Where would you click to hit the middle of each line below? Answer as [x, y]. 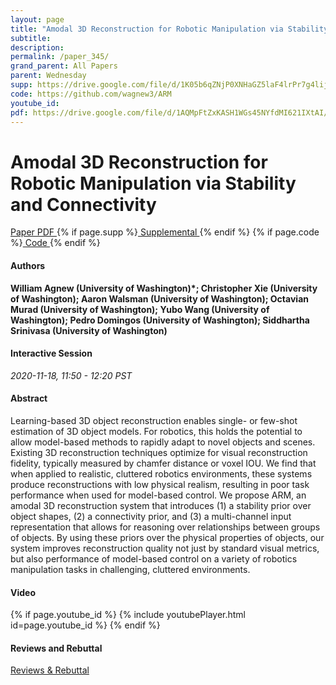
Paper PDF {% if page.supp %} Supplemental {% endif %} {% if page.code [165, 232]
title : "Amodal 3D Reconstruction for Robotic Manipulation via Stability [169, 29]
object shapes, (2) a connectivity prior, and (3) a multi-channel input [151, 516]
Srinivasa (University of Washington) [89, 330]
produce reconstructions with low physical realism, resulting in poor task [160, 484]
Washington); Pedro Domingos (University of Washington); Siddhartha [160, 320]
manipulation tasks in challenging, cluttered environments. [130, 569]
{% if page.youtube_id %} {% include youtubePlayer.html [128, 615]
